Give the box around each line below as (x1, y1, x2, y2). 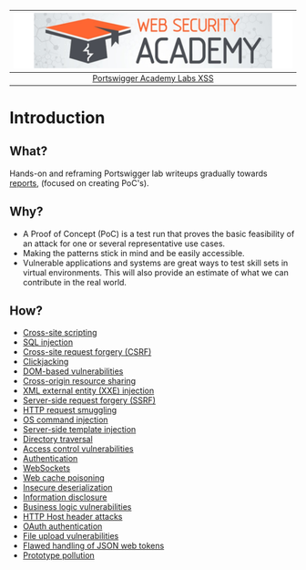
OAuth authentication (22, 521, 103, 532)
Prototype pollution (22, 550, 96, 561)
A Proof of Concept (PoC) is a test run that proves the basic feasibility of (22, 228, 295, 239)
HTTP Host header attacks (22, 512, 123, 523)
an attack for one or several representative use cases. (22, 238, 226, 249)
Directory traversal (22, 434, 93, 445)
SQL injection (22, 337, 74, 347)
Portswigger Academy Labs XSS (92, 73, 214, 84)
